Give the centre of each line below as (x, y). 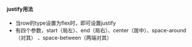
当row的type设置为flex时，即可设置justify (66, 23)
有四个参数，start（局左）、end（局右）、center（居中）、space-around (101, 31)
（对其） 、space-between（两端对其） (64, 38)
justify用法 (20, 9)
